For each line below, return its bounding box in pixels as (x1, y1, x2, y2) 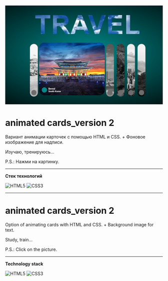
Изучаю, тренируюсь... (5, 149, 54, 155)
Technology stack (5, 260, 43, 266)
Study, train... (5, 236, 33, 242)
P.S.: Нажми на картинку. (5, 159, 59, 165)
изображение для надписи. (5, 139, 64, 145)
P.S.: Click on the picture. (5, 246, 57, 252)
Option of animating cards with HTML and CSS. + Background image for (5, 221, 154, 227)
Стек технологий (5, 173, 42, 179)
